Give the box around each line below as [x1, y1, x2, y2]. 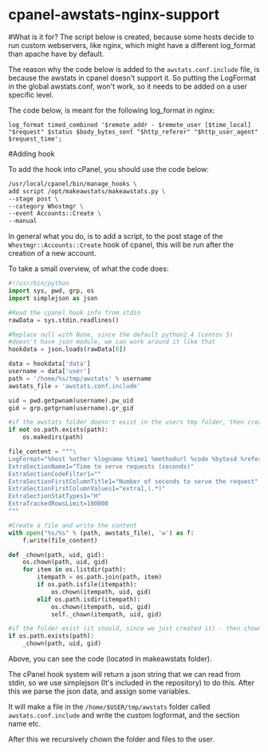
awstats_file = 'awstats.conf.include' [8, 382, 141, 390]
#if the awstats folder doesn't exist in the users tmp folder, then [8, 418, 245, 427]
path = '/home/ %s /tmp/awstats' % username [8, 374, 152, 383]
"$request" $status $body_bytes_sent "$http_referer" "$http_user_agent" [8, 128, 259, 136]
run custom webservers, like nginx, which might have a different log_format [8, 40, 256, 50]
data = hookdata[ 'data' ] [8, 360, 91, 368]
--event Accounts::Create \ [8, 209, 102, 217]
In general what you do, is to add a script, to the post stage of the [8, 232, 223, 241]
